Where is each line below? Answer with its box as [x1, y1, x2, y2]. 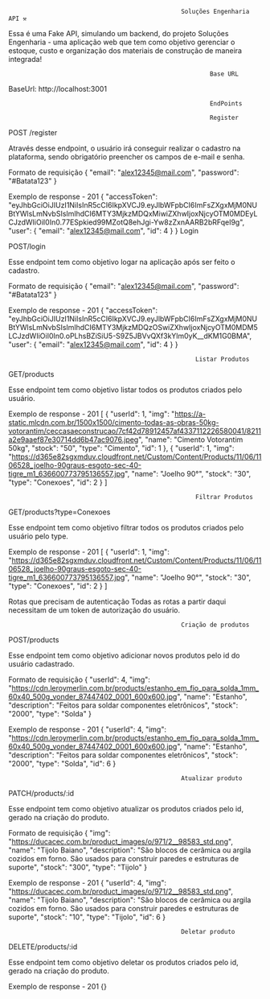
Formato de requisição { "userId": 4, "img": [8, 675, 151, 684]
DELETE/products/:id [8, 942, 78, 952]
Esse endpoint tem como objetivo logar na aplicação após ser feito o [8, 258, 235, 266]
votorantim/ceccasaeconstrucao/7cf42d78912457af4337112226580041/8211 [8, 427, 261, 436]
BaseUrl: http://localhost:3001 [8, 85, 107, 93]
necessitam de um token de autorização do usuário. [8, 605, 181, 615]
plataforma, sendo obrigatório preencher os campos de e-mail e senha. [8, 152, 245, 161]
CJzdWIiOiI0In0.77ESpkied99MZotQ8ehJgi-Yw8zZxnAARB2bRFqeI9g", [8, 217, 245, 227]
